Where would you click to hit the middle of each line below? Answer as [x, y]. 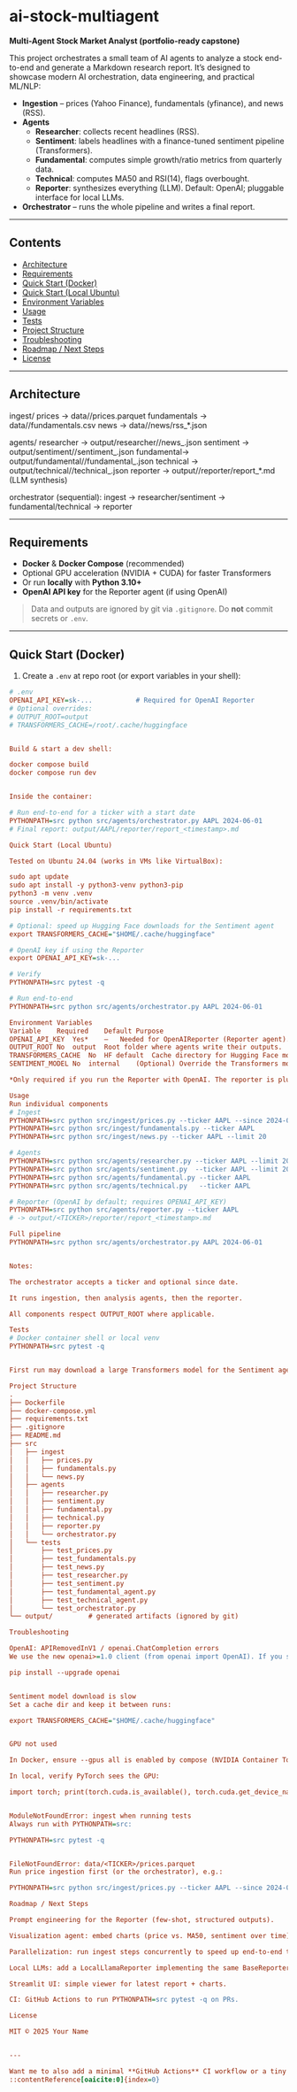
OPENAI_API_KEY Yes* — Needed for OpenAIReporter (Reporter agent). [150, 1039]
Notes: [21, 1266]
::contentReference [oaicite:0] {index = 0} [85, 2080]
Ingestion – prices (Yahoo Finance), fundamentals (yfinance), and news [153, 103]
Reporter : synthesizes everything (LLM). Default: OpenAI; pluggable [160, 188]
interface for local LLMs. [80, 197]
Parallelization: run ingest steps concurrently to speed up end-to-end [146, 1952]
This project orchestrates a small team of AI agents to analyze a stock [136, 58]
